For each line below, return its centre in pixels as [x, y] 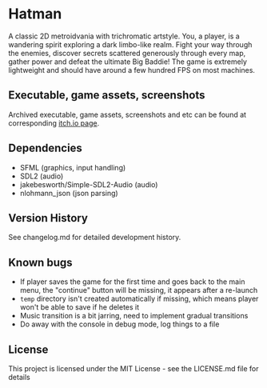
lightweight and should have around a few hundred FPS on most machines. [132, 70]
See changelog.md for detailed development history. [95, 238]
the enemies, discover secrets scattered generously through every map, [127, 53]
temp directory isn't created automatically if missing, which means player [139, 299]
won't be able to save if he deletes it [80, 307]
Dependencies [45, 148]
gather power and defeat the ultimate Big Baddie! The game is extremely [128, 62]
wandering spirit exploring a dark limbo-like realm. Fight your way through [130, 44]
